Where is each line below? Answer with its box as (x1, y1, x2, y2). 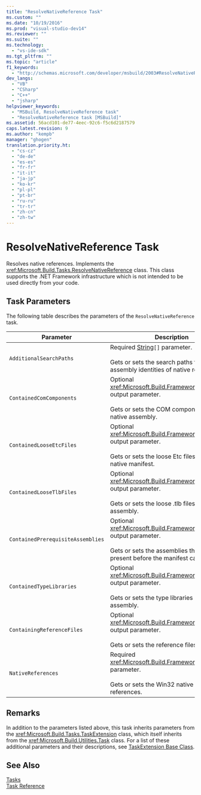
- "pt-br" (11, 192, 36, 198)
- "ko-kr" (11, 181, 36, 187)
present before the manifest (109, 554, 188, 562)
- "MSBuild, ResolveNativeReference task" (11, 109, 119, 115)
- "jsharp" (11, 98, 39, 103)
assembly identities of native (109, 365, 191, 374)
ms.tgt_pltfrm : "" (6, 53, 52, 59)
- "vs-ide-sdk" (11, 48, 50, 54)
